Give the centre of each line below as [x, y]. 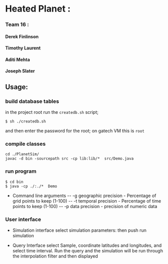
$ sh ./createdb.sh [26, 121]
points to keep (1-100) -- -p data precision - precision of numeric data [85, 206]
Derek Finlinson [22, 36]
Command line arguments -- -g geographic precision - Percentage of [84, 195]
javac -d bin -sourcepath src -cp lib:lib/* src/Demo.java [70, 159]
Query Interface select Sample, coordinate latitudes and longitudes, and [87, 245]
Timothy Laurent [23, 48]
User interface [23, 219]
